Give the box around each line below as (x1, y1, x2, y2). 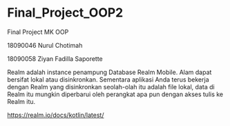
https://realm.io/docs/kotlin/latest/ (7, 111, 104, 119)
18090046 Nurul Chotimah (7, 41, 83, 49)
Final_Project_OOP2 (7, 5, 124, 21)
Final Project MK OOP (7, 28, 69, 36)
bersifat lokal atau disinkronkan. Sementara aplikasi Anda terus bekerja (7, 75, 209, 84)
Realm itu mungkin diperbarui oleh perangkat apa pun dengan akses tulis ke (7, 90, 224, 98)
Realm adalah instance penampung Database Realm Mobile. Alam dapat (7, 68, 212, 76)
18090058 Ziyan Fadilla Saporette (7, 54, 104, 63)
